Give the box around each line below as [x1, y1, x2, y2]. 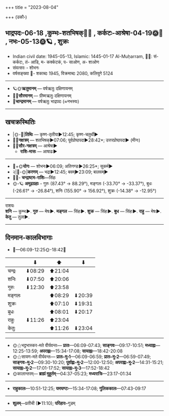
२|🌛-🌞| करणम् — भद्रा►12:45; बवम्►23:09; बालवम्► [12, 169, 108, 175]
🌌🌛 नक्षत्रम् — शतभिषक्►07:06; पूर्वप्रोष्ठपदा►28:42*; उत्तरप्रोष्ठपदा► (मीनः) [12, 137, 141, 143]
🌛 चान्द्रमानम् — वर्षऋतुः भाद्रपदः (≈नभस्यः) [12, 98, 79, 104]
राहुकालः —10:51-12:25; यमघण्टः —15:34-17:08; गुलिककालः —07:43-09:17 [12, 385, 146, 392]
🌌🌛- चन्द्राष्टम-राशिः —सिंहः [12, 174, 56, 180]
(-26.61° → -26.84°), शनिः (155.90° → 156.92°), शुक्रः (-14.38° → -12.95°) [12, 187, 157, 193]
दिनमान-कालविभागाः [5, 234, 53, 242]
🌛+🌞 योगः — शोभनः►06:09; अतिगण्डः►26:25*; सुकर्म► [12, 163, 113, 169]
